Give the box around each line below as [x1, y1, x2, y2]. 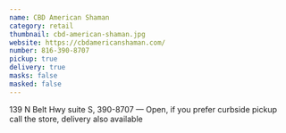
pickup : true [9, 54, 58, 63]
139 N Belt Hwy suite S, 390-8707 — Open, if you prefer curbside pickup [9, 104, 278, 114]
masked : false [9, 79, 63, 88]
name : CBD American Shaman [9, 12, 110, 22]
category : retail [9, 21, 74, 30]
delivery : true [9, 63, 66, 72]
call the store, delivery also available [9, 113, 143, 124]
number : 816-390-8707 [9, 46, 90, 55]
